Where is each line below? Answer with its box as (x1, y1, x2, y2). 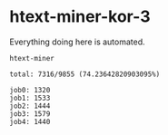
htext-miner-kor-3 (9, 6, 151, 27)
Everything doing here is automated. (9, 36, 145, 47)
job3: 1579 (9, 109, 51, 119)
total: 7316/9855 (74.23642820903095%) (9, 70, 161, 79)
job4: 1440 (9, 117, 51, 126)
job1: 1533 (9, 93, 51, 102)
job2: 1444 (9, 101, 51, 111)
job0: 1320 (9, 85, 51, 94)
